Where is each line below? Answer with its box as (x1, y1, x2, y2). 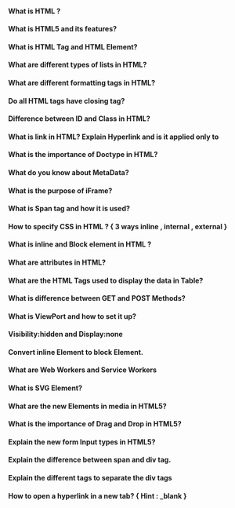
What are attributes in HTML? (8, 258, 107, 267)
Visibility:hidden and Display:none (8, 330, 123, 339)
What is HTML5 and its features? (8, 24, 117, 34)
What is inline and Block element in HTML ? (8, 239, 152, 249)
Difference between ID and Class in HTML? (8, 114, 150, 123)
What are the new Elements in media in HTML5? (8, 401, 167, 411)
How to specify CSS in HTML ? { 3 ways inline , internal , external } (8, 221, 228, 231)
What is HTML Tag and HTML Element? (8, 42, 138, 51)
